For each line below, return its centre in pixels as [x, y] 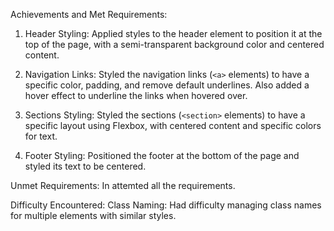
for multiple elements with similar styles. [93, 215]
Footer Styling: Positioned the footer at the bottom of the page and [162, 155]
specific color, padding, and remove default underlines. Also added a [167, 85]
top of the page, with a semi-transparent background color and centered [174, 44]
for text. [41, 136]
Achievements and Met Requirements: [89, 14]
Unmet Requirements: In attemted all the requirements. [123, 185]
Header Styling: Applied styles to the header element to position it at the [173, 33]
